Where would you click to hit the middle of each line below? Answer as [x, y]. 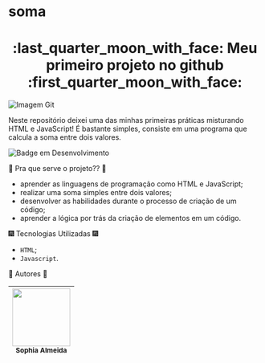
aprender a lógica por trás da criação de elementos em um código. [130, 218]
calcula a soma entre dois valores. [65, 137]
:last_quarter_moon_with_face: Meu [135, 49]
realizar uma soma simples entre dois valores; [96, 193]
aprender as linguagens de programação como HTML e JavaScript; [131, 184]
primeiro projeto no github [135, 65]
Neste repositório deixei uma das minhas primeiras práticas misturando [126, 120]
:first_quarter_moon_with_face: [135, 82]
